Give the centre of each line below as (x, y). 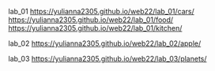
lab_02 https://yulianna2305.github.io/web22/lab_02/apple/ (105, 43)
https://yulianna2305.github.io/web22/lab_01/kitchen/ (95, 28)
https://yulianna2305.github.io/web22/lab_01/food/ (91, 20)
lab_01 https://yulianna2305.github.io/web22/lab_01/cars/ (102, 11)
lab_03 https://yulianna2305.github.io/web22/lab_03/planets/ (107, 59)
